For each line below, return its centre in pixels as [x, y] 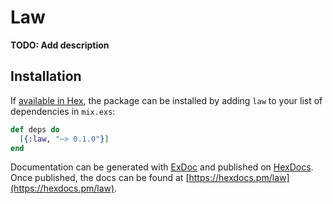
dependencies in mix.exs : [63, 111]
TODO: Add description [60, 45]
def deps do [35, 129]
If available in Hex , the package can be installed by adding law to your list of [166, 100]
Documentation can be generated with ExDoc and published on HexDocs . [162, 167]
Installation [46, 76]
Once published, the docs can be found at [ [100, 178]
